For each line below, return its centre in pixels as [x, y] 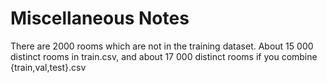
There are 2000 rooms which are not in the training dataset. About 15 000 [162, 46]
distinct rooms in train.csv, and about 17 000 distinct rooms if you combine [164, 56]
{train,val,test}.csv [48, 67]
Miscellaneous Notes [100, 18]
